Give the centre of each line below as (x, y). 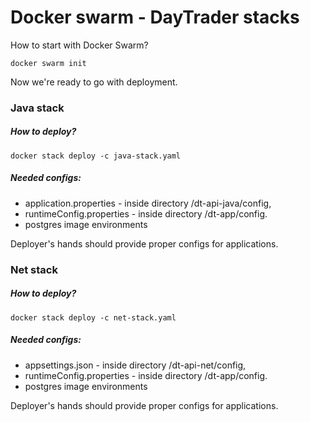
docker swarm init (48, 63)
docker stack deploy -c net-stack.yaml (93, 317)
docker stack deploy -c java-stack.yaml (96, 156)
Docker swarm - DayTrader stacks (155, 17)
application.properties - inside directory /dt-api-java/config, (148, 203)
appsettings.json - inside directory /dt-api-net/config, (135, 365)
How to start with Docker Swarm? (79, 45)
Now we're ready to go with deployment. (94, 82)
